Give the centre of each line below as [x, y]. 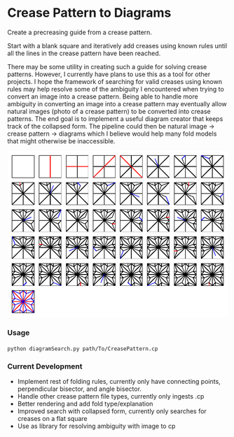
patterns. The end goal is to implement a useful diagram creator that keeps [115, 119]
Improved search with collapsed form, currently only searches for [112, 411]
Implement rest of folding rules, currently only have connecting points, [119, 382]
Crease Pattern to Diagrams [89, 13]
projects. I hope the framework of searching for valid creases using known [115, 81]
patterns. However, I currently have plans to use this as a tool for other [109, 74]
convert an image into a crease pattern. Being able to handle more [103, 96]
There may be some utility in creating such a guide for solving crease [107, 66]
